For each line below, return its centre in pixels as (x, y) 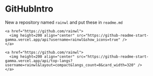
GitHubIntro (29, 9)
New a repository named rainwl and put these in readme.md (64, 22)
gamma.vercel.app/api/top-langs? (39, 61)
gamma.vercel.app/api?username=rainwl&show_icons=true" (63, 40)
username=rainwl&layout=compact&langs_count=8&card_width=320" (70, 65)
